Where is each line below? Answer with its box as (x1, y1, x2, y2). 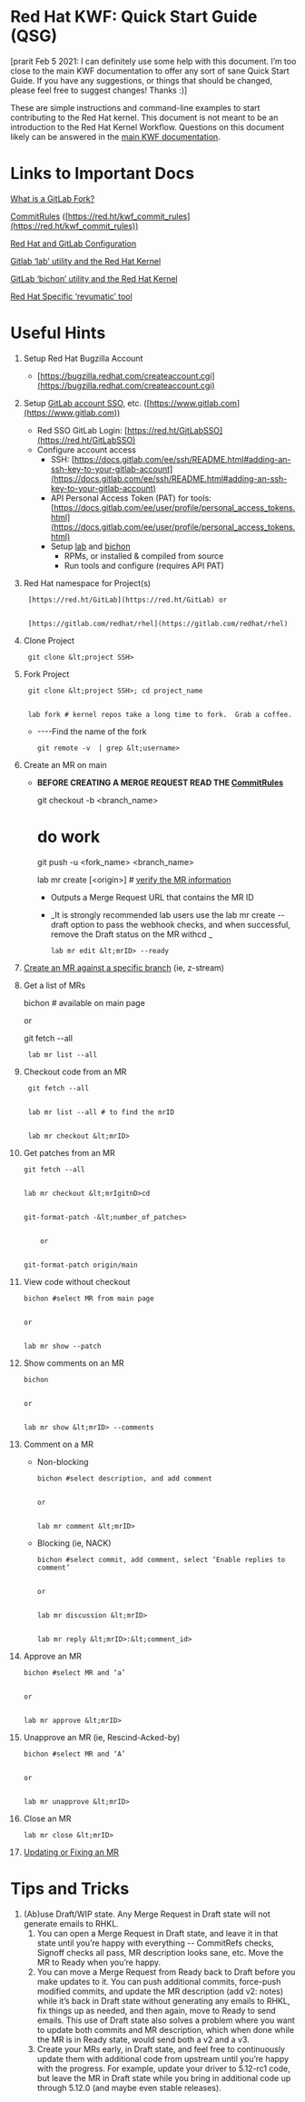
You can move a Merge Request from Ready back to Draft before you (36, 1966, 296, 1977)
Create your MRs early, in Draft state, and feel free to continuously (36, 2043, 285, 2055)
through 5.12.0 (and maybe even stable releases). (36, 2082, 221, 2093)
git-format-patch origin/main (23, 1260, 139, 1270)
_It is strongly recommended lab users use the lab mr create (50, 909, 276, 920)
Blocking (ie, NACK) (36, 1538, 112, 1549)
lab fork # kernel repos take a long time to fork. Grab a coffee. (27, 710, 293, 719)
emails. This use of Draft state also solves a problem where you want (36, 2015, 296, 2026)
